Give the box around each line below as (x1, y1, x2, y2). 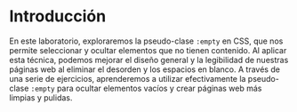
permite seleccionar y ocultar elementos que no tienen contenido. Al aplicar (9, 44, 287, 55)
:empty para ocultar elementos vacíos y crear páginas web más (30, 83, 262, 93)
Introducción (9, 6, 107, 27)
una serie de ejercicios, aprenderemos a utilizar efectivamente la (9, 73, 246, 84)
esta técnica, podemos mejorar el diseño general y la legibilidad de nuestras (9, 54, 289, 65)
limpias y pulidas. (9, 92, 73, 103)
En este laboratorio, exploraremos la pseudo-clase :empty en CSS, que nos (9, 36, 284, 46)
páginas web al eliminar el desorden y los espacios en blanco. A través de (9, 64, 280, 75)
